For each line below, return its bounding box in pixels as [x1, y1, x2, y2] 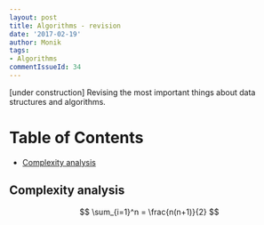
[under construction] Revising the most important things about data [9, 86, 256, 98]
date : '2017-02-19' [9, 29, 82, 38]
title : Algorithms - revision [9, 21, 122, 30]
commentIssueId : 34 [9, 63, 82, 72]
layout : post [9, 12, 58, 22]
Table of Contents [9, 128, 144, 148]
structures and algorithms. [9, 96, 107, 107]
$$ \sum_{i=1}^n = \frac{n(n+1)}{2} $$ [79, 206, 220, 217]
